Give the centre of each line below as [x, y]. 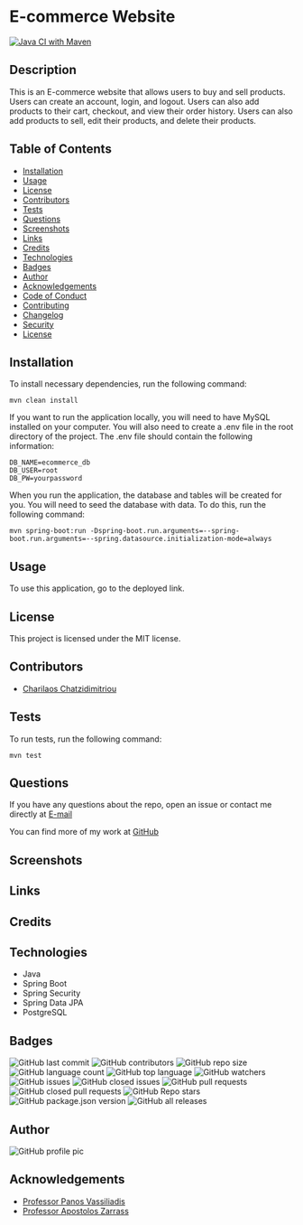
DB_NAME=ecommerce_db [50, 463]
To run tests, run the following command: [86, 739]
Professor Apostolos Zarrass [75, 1211]
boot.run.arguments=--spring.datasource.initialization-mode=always [141, 539]
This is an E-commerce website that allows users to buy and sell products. [147, 91]
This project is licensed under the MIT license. [95, 638]
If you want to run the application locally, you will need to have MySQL [140, 417]
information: [32, 446]
